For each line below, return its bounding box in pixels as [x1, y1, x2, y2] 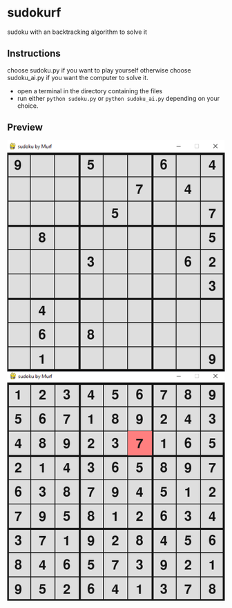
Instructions [7, 48, 61, 59]
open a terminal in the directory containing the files [17, 86, 163, 95]
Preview [7, 122, 43, 133]
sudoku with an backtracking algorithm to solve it [7, 28, 147, 36]
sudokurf [7, 5, 61, 21]
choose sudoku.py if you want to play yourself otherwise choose [7, 66, 191, 74]
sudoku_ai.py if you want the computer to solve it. [7, 73, 148, 82]
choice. [17, 102, 39, 110]
